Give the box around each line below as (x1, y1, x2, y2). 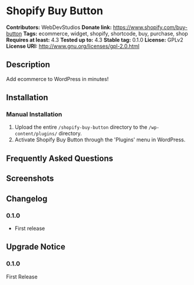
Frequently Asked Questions (6, 153, 114, 163)
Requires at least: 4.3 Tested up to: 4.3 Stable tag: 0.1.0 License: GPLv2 (6, 36, 184, 43)
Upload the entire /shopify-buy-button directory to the (14, 124, 147, 131)
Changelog (6, 193, 48, 203)
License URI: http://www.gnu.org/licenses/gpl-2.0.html (6, 43, 140, 50)
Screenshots (6, 173, 54, 184)
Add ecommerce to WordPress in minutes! (6, 75, 109, 82)
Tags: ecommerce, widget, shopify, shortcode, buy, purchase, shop (23, 30, 189, 37)
